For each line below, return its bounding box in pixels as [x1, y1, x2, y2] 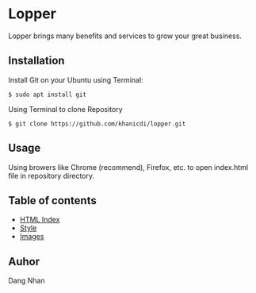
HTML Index [19, 215, 60, 225]
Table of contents [8, 194, 97, 207]
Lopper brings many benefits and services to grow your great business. [8, 31, 242, 40]
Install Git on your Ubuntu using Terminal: [8, 75, 144, 84]
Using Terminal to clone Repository [8, 104, 123, 114]
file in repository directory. [8, 171, 95, 180]
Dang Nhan [8, 276, 45, 286]
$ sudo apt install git [8, 91, 87, 98]
